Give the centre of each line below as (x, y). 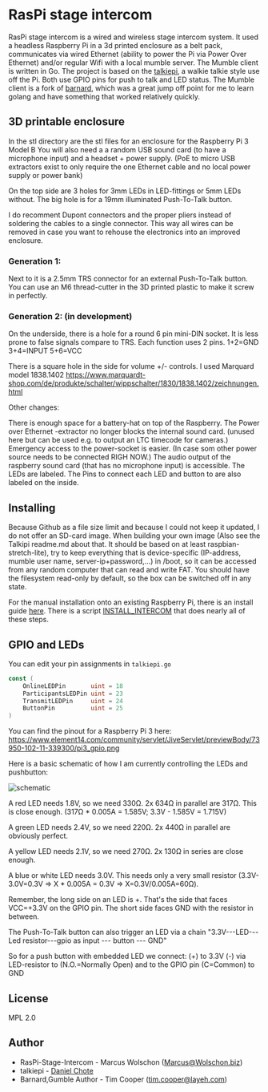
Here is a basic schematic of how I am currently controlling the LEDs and (128, 764)
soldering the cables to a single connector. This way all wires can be (121, 223)
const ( (21, 678)
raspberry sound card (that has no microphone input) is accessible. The (127, 466)
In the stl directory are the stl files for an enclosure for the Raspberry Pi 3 (129, 141)
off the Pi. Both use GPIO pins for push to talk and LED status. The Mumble (131, 79)
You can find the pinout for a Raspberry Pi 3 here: (90, 731)
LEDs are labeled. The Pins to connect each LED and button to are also (125, 474)
